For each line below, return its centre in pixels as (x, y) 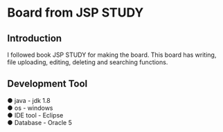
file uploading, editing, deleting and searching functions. (88, 62)
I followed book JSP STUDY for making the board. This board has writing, (112, 55)
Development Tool (47, 84)
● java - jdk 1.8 (29, 100)
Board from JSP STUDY (75, 13)
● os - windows (30, 108)
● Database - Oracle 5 (40, 122)
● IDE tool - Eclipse (35, 115)
